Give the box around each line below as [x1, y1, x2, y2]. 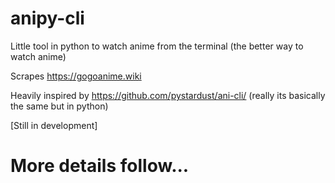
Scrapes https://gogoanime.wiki [10, 70, 142, 82]
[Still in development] [10, 119, 98, 131]
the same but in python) [10, 100, 109, 112]
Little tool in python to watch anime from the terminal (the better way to [10, 40, 304, 52]
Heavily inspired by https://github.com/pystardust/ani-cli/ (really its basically [10, 89, 326, 101]
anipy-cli [10, 7, 85, 30]
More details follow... [10, 155, 190, 177]
